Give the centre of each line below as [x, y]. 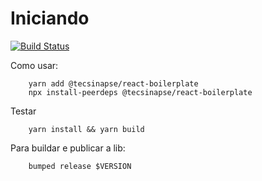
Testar [23, 111]
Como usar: [34, 65]
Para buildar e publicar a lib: [68, 148]
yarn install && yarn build [86, 129]
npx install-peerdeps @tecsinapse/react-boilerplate [140, 92]
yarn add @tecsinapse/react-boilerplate [113, 83]
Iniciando [50, 18]
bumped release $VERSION [80, 166]
